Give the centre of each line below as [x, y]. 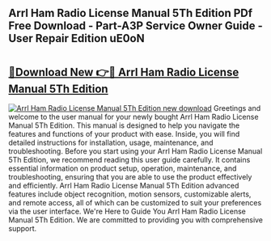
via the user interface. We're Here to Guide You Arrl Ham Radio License [127, 211]
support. [23, 228]
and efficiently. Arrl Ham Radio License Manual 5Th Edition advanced [124, 186]
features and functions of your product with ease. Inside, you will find [124, 134]
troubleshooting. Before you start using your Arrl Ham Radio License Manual [135, 151]
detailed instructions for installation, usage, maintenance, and [111, 142]
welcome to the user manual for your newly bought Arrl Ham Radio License [133, 117]
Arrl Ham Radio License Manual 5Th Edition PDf [131, 13]
